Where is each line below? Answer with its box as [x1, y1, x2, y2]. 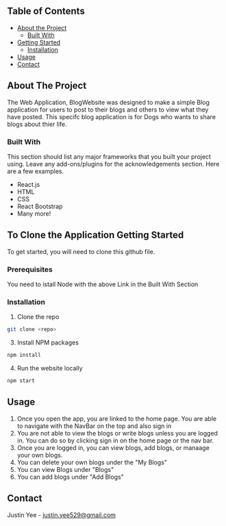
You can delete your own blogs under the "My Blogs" [16, 458, 168, 466]
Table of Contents [7, 5, 86, 17]
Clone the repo [16, 313, 60, 321]
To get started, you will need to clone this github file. [7, 247, 155, 255]
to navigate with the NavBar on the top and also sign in [16, 421, 172, 430]
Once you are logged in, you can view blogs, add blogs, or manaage [16, 443, 210, 451]
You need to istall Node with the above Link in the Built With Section [7, 280, 199, 288]
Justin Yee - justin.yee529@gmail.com [7, 510, 116, 519]
